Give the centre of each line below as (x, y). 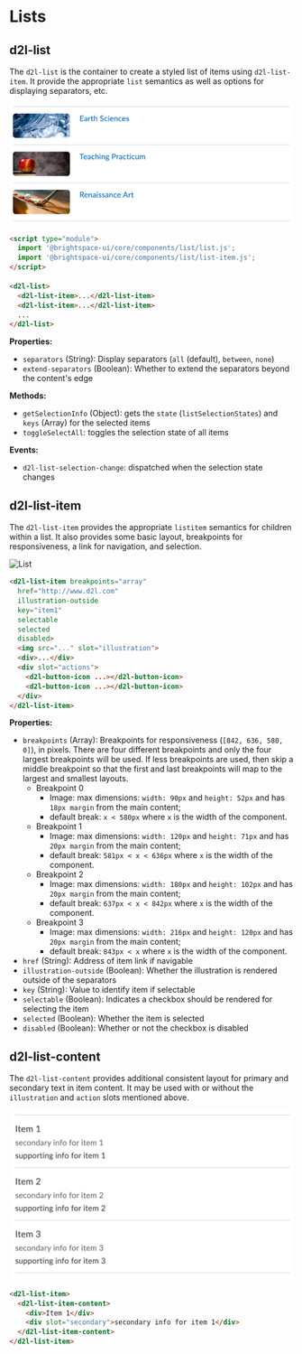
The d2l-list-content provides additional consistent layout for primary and (149, 1079)
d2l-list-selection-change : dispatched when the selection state (142, 468)
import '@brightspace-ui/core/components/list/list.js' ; (127, 248)
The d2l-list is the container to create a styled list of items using (131, 71)
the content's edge (57, 378)
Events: (24, 450)
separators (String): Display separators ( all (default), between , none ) (148, 360)
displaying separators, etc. (59, 91)
